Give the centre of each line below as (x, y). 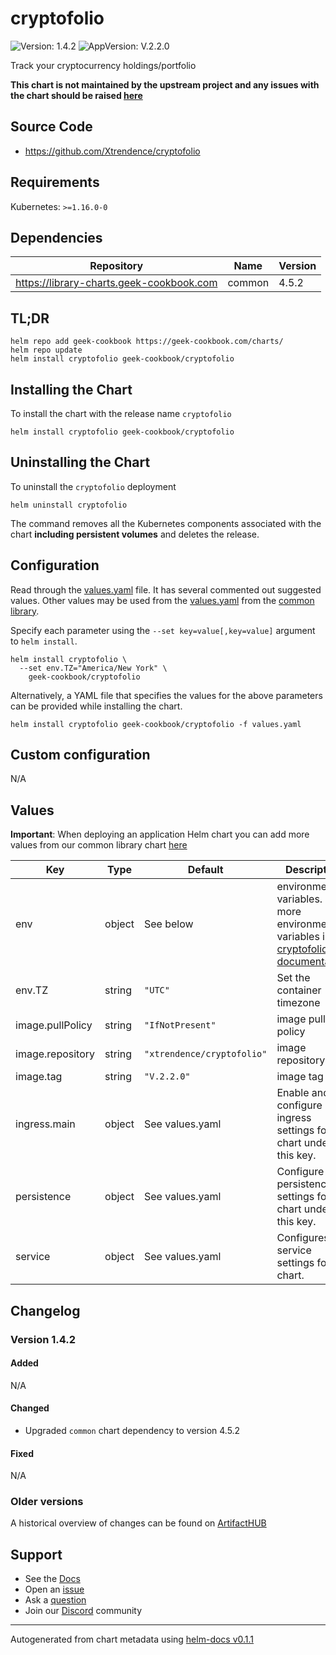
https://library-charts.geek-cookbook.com (116, 283)
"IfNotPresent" (180, 1025)
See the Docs (52, 1579)
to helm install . (44, 641)
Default (205, 870)
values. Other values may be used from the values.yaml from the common (162, 600)
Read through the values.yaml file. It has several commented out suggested (166, 589)
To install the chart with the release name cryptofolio (121, 413)
